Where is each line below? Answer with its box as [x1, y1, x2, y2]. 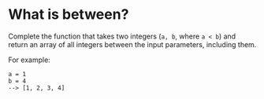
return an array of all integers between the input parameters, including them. [8, 39, 257, 49]
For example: [8, 55, 51, 64]
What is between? [8, 5, 129, 24]
